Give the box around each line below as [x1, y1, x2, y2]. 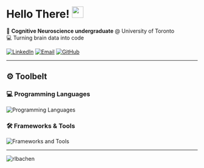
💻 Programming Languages [6, 90, 90, 98]
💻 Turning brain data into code [6, 34, 84, 41]
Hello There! [6, 7, 70, 21]
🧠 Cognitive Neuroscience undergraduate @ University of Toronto [6, 27, 175, 35]
